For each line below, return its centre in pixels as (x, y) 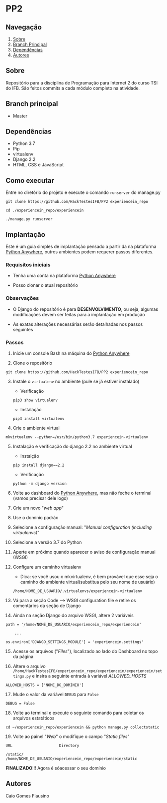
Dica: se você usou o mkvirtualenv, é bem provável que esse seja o (89, 576)
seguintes (23, 329)
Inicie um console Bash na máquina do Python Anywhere (71, 353)
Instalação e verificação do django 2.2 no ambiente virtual (72, 446)
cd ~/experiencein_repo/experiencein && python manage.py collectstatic (83, 727)
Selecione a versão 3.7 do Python (47, 542)
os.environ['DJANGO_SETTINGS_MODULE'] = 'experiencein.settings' (75, 642)
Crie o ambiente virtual (36, 428)
